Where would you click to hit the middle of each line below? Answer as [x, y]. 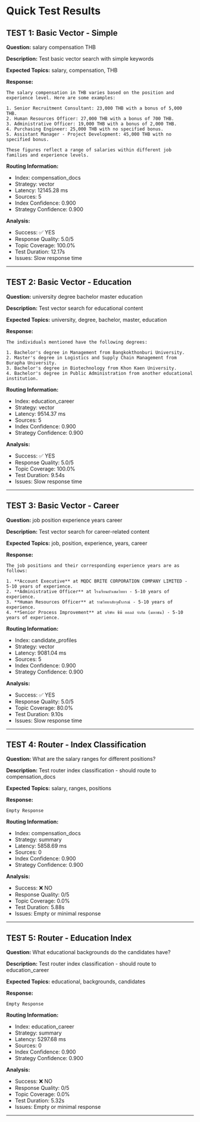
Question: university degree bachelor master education [74, 296]
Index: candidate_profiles [46, 640]
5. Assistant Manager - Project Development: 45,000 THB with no [89, 134]
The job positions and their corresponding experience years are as [93, 565]
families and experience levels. [48, 155]
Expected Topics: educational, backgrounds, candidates [76, 982]
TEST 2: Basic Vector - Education [69, 282]
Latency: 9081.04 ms [40, 653]
